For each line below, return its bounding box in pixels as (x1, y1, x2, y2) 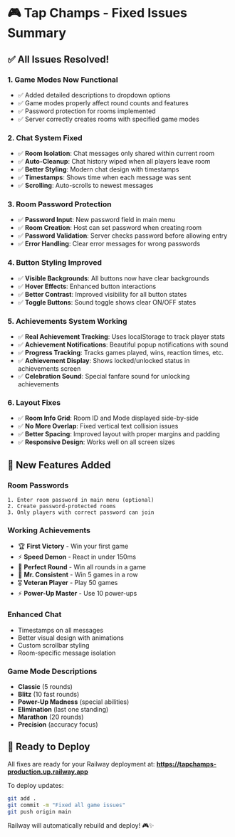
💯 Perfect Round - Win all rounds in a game (17, 563, 146, 572)
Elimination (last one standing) (17, 705, 109, 713)
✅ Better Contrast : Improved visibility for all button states (17, 290, 187, 298)
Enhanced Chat (7, 609, 62, 619)
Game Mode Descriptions (7, 666, 98, 676)
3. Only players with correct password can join (7, 509, 155, 516)
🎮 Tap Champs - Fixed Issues (7, 5, 187, 21)
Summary (7, 25, 66, 41)
